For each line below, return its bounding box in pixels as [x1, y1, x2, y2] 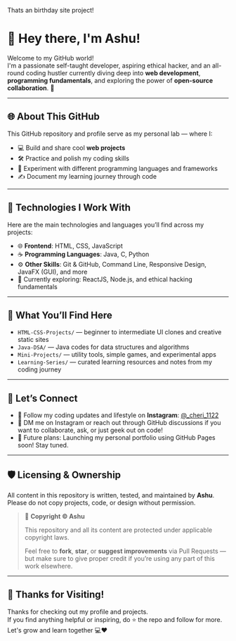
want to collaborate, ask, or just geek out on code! [17, 426, 163, 435]
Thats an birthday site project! [7, 6, 94, 14]
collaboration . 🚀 [7, 84, 55, 92]
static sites [17, 336, 49, 344]
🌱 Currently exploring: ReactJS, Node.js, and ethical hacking [17, 274, 193, 284]
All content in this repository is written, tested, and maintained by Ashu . [7, 491, 215, 499]
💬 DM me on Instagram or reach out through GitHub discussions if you [17, 419, 221, 427]
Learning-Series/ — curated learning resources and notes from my [17, 358, 213, 367]
